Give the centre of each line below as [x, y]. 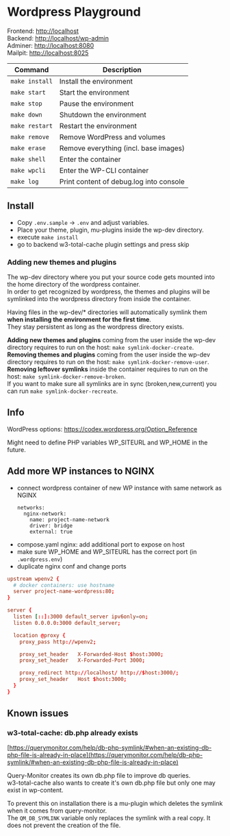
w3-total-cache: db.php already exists [73, 733]
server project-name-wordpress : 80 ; [64, 592]
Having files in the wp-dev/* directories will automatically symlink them [107, 312]
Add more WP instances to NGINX [81, 471]
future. [16, 449]
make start [28, 92]
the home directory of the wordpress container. [74, 285]
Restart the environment [98, 126]
